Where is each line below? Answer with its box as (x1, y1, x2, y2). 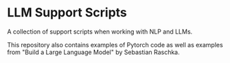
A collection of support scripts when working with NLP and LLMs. (7, 27, 193, 36)
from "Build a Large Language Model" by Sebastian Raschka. (7, 48, 180, 56)
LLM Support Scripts (7, 5, 127, 21)
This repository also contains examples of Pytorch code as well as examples (7, 40, 223, 49)
